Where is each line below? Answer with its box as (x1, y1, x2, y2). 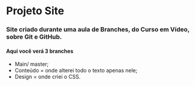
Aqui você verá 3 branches (6, 47, 74, 55)
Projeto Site (6, 4, 64, 18)
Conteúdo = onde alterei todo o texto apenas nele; (14, 67, 138, 74)
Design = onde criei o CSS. (14, 73, 81, 81)
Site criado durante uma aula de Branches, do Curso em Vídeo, (6, 26, 190, 34)
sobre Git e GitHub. (6, 33, 62, 41)
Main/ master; (14, 60, 49, 68)
